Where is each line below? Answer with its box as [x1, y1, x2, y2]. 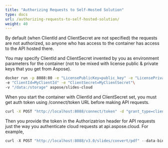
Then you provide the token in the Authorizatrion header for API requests [5, 118, 155, 124]
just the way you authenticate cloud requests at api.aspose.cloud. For [5, 123, 148, 129]
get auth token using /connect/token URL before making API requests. [5, 99, 150, 105]
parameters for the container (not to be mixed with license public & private [5, 60, 158, 66]
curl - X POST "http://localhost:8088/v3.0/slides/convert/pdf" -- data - [5, 138, 157, 143]
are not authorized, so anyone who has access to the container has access [5, 40, 160, 46]
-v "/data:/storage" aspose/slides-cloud [5, 85, 93, 90]
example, [5, 128, 24, 134]
